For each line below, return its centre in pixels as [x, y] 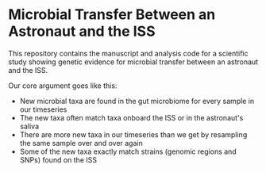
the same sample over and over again [81, 143]
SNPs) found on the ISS [58, 159]
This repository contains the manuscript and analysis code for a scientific [128, 53]
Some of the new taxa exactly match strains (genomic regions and [128, 151]
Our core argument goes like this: [63, 86]
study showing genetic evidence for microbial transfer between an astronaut [133, 62]
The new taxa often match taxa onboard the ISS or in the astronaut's [131, 117]
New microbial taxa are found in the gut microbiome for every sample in [137, 101]
